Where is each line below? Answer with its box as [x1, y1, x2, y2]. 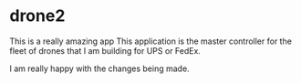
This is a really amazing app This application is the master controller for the [9, 36, 292, 47]
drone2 [9, 5, 66, 26]
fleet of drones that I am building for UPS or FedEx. [9, 45, 201, 56]
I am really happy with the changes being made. [9, 63, 190, 74]
